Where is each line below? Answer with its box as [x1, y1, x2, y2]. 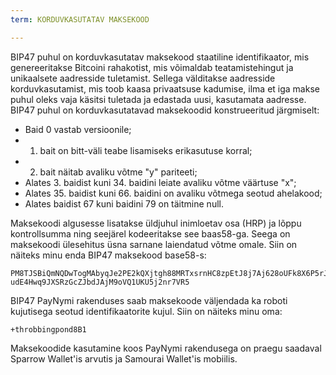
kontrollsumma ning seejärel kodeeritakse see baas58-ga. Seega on [10, 227, 291, 240]
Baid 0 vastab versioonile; [24, 123, 132, 135]
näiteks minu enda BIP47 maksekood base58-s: [10, 249, 207, 261]
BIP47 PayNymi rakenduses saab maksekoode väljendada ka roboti [10, 294, 288, 306]
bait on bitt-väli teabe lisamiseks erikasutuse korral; [39, 144, 253, 156]
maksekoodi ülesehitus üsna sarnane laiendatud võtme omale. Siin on [10, 238, 298, 250]
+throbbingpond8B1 [10, 324, 87, 335]
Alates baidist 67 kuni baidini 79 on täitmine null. [24, 197, 224, 210]
